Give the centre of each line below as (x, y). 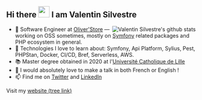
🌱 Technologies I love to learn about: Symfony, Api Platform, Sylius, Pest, (105, 48)
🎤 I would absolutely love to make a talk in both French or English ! (97, 70)
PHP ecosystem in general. (48, 42)
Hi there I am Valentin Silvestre (72, 15)
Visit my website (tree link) (39, 90)
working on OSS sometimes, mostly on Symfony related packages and (102, 35)
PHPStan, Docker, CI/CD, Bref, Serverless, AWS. (74, 54)
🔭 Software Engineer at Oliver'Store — (62, 29)
